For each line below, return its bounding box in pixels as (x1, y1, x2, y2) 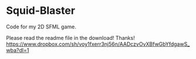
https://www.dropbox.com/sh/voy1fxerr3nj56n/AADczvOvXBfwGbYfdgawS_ (6, 40, 190, 47)
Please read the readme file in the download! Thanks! (6, 34, 135, 41)
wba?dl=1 (6, 46, 29, 53)
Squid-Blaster (6, 4, 75, 17)
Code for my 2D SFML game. (6, 23, 76, 30)
